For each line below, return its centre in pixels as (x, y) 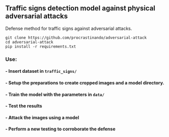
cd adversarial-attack (29, 42)
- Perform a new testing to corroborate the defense (60, 129)
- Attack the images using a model (42, 117)
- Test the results (24, 106)
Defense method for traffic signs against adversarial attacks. (69, 28)
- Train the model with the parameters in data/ (55, 94)
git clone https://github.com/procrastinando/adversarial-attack (76, 37)
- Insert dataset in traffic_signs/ (41, 71)
